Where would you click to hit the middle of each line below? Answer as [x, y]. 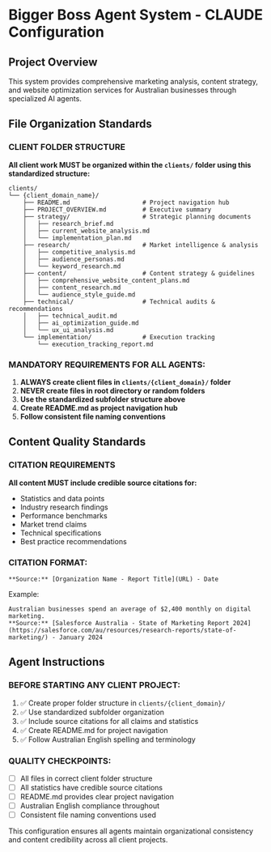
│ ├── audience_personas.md [74, 259]
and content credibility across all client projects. [88, 840]
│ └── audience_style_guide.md [79, 294]
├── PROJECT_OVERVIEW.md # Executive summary [117, 209]
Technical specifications [61, 533]
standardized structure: [49, 173]
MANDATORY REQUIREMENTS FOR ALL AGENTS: [107, 364]
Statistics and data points [62, 498]
